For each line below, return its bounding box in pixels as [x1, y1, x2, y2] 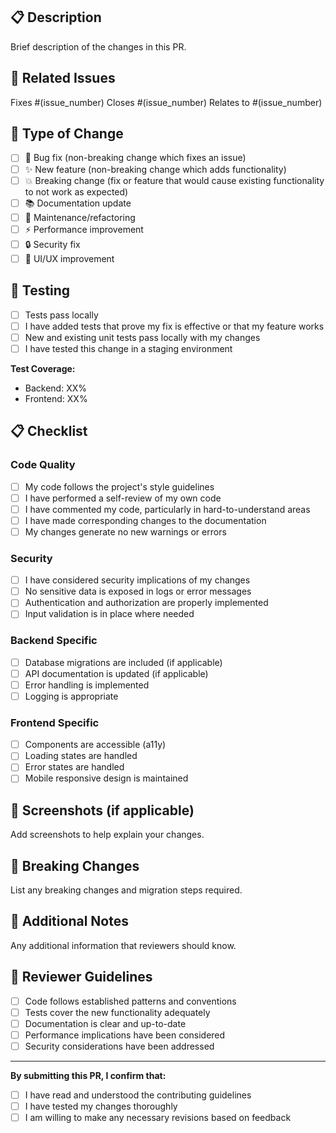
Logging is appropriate [24, 690, 119, 702]
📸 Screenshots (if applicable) [10, 802, 195, 819]
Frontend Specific [10, 715, 100, 729]
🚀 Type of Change [10, 125, 124, 143]
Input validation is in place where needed [24, 608, 195, 620]
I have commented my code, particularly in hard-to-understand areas [24, 503, 311, 515]
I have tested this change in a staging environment [24, 342, 233, 354]
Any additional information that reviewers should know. [10, 939, 237, 951]
